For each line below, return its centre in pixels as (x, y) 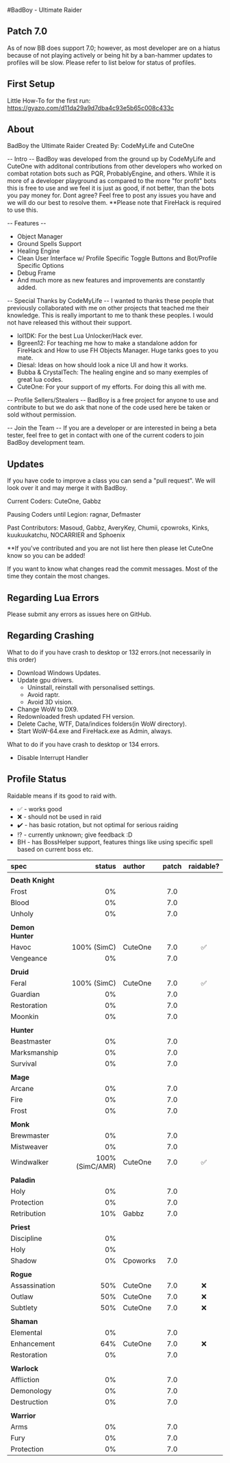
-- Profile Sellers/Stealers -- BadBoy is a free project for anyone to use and (113, 400)
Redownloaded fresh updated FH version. (76, 716)
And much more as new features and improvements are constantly (111, 280)
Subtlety (24, 1307)
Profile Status (37, 779)
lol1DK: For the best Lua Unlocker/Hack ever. (80, 336)
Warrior (23, 1416)
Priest (21, 1227)
